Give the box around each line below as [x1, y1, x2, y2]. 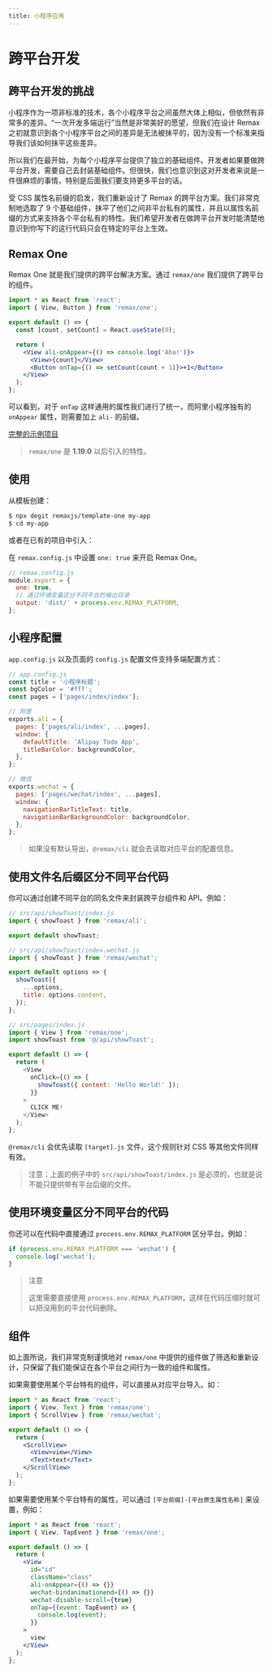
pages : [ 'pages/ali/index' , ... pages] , [15, 723, 151, 731]
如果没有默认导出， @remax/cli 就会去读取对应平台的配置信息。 [28, 844, 238, 853]
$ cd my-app [8, 519, 49, 528]
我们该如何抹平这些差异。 [15, 137, 102, 147]
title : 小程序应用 [8, 11, 65, 20]
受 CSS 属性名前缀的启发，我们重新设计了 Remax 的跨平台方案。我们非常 [8, 193, 253, 202]
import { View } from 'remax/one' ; [8, 1028, 129, 1036]
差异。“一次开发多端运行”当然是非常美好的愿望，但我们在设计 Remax [29, 117, 261, 127]
